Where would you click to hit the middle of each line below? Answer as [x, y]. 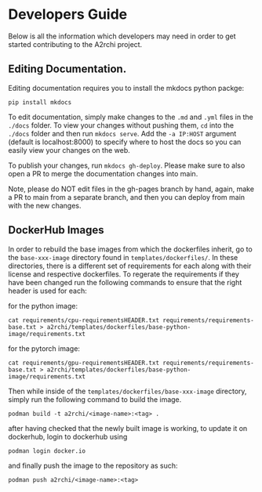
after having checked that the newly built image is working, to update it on [128, 428]
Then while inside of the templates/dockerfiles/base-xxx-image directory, [127, 391]
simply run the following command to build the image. [95, 399]
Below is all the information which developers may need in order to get [122, 36]
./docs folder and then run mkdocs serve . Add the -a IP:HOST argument [122, 133]
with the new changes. [45, 205]
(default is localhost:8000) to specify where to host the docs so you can [125, 142]
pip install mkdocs [40, 102]
